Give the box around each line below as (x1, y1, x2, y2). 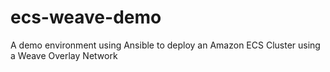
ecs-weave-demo (10, 6, 162, 29)
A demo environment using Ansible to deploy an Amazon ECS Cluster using (10, 39, 321, 51)
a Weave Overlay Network (10, 49, 118, 61)
